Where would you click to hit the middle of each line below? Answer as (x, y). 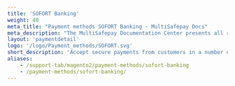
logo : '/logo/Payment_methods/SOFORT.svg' (70, 46)
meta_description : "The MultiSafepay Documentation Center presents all (115, 33)
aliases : (20, 59)
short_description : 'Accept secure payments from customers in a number (115, 53)
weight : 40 (23, 20)
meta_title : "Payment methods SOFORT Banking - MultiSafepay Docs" (108, 26)
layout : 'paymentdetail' (43, 40)
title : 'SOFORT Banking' (43, 14)
